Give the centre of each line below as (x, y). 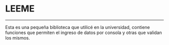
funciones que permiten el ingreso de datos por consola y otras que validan (83, 32)
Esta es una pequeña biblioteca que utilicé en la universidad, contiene (77, 27)
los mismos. (18, 37)
